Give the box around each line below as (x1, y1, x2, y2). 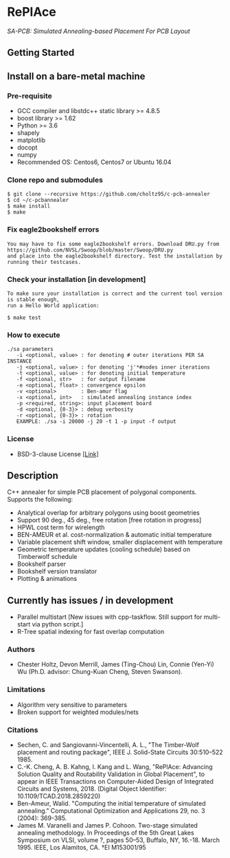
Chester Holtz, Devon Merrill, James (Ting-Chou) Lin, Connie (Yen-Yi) (16, 660, 215, 668)
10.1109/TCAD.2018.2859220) (16, 792, 101, 800)
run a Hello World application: (7, 302, 100, 309)
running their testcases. (7, 258, 81, 265)
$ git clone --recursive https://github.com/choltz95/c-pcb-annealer (7, 191, 211, 198)
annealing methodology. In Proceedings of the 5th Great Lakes (16, 828, 194, 837)
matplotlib (16, 136, 46, 145)
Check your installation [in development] (7, 274, 146, 284)
